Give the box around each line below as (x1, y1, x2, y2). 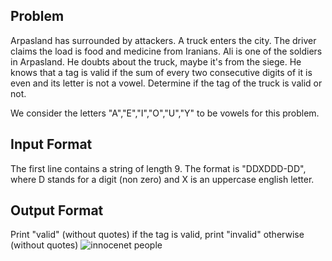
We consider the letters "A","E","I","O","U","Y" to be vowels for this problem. (10, 107, 320, 119)
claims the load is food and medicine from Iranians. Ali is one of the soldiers (10, 45, 323, 57)
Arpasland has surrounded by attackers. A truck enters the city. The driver (10, 34, 317, 46)
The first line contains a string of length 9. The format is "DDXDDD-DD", (10, 162, 307, 174)
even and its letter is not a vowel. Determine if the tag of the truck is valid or (10, 77, 323, 89)
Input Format (10, 136, 93, 153)
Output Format (10, 202, 104, 219)
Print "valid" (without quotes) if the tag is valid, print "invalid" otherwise (10, 229, 305, 241)
